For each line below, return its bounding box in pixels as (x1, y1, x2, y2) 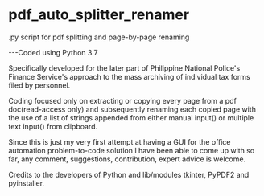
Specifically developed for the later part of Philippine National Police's (8, 63, 241, 73)
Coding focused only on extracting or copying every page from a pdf (8, 96, 237, 105)
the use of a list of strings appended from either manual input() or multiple (8, 112, 254, 122)
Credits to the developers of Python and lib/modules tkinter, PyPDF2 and (8, 169, 250, 179)
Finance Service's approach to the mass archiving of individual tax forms (8, 71, 251, 81)
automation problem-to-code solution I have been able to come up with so (8, 145, 255, 155)
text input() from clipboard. (8, 121, 98, 131)
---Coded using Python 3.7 (8, 47, 98, 57)
